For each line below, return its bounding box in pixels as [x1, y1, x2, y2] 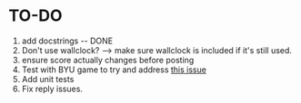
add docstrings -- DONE [21, 35, 114, 46]
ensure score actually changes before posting [21, 54, 195, 65]
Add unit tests [21, 73, 75, 84]
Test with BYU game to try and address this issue [21, 64, 206, 75]
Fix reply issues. [21, 83, 84, 94]
